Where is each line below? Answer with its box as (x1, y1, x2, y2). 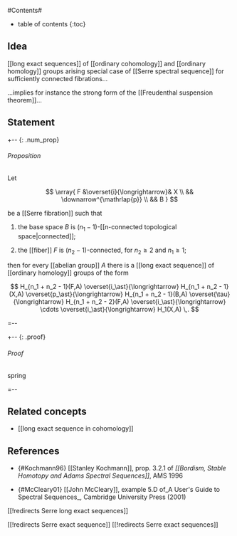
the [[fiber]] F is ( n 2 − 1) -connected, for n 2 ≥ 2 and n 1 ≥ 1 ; (17, 246, 186, 256)
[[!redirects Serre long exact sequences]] (7, 507, 129, 515)
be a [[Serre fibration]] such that (7, 209, 102, 217)
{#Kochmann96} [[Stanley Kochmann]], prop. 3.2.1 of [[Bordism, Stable (17, 464, 226, 473)
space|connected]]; (17, 231, 76, 241)
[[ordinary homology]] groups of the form (7, 268, 130, 277)
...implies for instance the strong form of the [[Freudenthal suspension (7, 88, 214, 97)
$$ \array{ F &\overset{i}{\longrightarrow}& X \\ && (45, 187, 194, 196)
